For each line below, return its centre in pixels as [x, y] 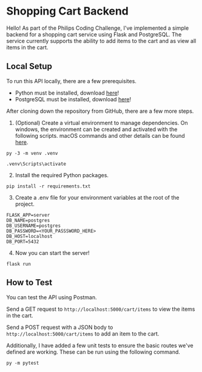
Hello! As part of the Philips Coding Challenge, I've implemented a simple [98, 28]
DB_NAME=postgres [28, 220]
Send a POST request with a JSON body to [60, 327]
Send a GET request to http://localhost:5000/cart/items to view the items [101, 309]
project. [25, 204]
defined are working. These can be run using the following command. [93, 352]
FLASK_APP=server [28, 215]
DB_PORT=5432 [23, 242]
